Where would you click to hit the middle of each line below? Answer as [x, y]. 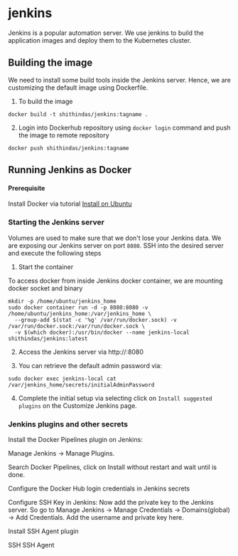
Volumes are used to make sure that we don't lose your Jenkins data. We [115, 238]
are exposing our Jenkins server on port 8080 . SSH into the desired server [116, 245]
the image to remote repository [64, 135]
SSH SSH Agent [31, 545]
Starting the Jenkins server [56, 222]
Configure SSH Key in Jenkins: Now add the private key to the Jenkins [111, 502]
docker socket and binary [45, 288]
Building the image [50, 63]
